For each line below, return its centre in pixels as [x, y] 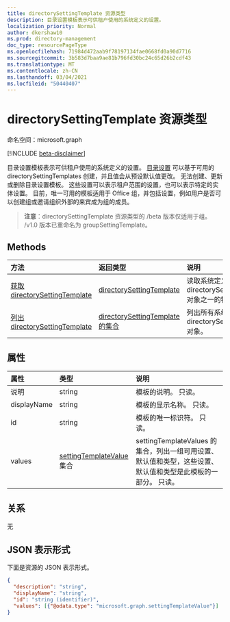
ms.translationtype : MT [41, 64]
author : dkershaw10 [35, 33]
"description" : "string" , [50, 587]
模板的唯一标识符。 [167, 417]
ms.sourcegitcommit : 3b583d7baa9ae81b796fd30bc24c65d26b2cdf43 [99, 58]
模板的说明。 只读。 [168, 392]
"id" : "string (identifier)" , [56, 600]
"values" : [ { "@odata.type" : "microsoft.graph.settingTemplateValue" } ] [116, 606]
